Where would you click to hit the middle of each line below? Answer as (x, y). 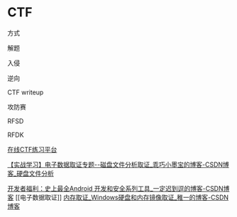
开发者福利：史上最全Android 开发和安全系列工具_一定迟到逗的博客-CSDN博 (118, 188)
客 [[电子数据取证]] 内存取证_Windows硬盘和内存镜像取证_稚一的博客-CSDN (118, 197)
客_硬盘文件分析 (31, 173)
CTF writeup (26, 92)
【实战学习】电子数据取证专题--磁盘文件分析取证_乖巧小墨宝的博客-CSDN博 (118, 165)
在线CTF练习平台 (32, 149)
